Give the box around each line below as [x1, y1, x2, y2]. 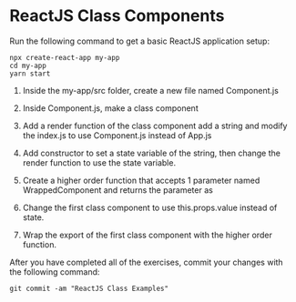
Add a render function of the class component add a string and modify [22, 120, 288, 131]
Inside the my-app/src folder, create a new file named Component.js [22, 85, 280, 96]
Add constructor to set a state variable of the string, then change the [22, 147, 281, 158]
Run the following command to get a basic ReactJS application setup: [9, 35, 270, 46]
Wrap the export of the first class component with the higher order [22, 229, 273, 240]
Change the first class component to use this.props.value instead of [22, 202, 278, 213]
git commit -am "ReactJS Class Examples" [9, 284, 169, 293]
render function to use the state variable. [22, 156, 176, 168]
